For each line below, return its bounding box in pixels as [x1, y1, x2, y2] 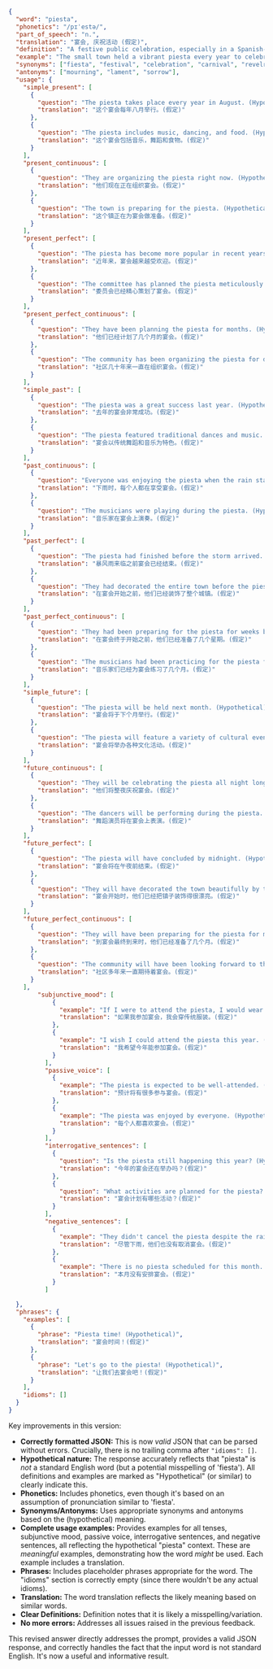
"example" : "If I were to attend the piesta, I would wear [59, 1005, 264, 1014]
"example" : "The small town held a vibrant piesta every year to [15, 53, 242, 61]
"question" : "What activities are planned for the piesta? [59, 1187, 264, 1196]
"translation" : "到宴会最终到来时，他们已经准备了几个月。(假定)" [37, 938, 240, 946]
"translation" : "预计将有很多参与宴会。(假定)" [59, 1089, 207, 1097]
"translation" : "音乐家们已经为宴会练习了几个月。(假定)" [37, 665, 216, 674]
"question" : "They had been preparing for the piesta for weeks [37, 627, 260, 636]
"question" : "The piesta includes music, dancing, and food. [37, 129, 249, 137]
